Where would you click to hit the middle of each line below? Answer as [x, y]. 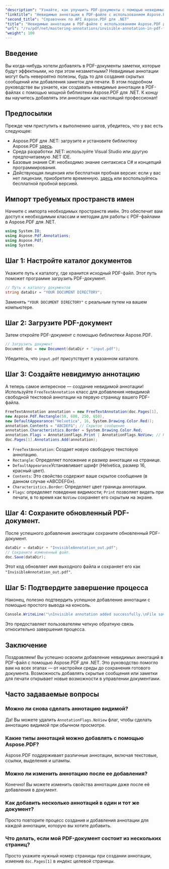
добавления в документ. [31, 790]
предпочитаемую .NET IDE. [42, 157]
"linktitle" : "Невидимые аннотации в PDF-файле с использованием [75, 15]
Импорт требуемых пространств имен [70, 199]
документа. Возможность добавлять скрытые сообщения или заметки [81, 673]
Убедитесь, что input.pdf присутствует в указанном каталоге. [72, 359]
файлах [13, 92]
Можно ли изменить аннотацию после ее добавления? [76, 774]
